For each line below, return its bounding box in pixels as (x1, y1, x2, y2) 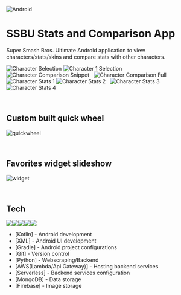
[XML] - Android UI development (14, 237, 97, 244)
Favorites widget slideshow (6, 159, 112, 169)
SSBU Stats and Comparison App (6, 27, 176, 40)
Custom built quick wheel (6, 113, 104, 124)
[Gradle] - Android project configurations (14, 244, 118, 251)
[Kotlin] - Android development (14, 231, 92, 238)
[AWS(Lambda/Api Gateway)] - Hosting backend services (14, 263, 159, 270)
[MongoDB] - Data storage (14, 276, 81, 283)
